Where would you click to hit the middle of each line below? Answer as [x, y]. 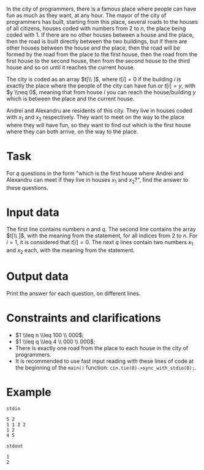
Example [29, 393]
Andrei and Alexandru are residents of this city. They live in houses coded [100, 110]
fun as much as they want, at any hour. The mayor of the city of [86, 15]
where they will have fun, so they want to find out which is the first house [99, 125]
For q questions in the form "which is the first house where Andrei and [95, 173]
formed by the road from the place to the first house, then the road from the [102, 54]
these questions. [27, 188]
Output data [37, 276]
